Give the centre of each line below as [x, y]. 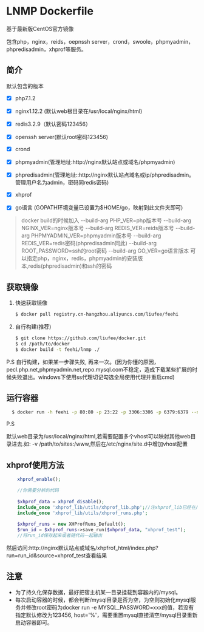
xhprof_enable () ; [39, 480]
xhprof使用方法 [35, 465]
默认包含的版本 [25, 86]
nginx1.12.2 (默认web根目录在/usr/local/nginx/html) [79, 111]
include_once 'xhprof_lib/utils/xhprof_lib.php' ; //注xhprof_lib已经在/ [108, 507]
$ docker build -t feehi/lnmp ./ [57, 349]
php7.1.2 [25, 98]
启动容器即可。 [34, 622]
